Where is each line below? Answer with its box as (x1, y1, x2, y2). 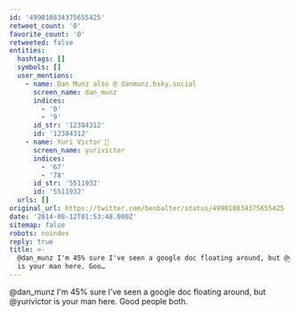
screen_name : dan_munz (32, 87, 117, 96)
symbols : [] (17, 63, 62, 72)
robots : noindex (9, 228, 69, 237)
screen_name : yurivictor (32, 145, 125, 154)
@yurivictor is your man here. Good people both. (9, 295, 189, 306)
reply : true (9, 237, 53, 246)
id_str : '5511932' (32, 179, 101, 188)
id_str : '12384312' (32, 121, 105, 130)
